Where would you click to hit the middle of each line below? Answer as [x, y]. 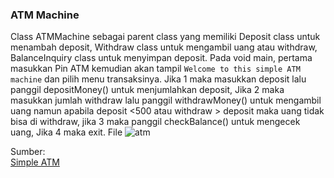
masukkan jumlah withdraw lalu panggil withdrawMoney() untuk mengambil [166, 100]
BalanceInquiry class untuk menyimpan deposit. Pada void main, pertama [161, 58]
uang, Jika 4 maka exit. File [66, 132]
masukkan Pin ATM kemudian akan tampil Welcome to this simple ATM [155, 69]
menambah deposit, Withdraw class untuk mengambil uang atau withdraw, [164, 47]
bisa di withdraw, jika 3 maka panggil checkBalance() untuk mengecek [155, 122]
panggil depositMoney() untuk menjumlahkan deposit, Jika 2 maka [147, 90]
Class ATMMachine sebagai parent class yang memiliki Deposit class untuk [165, 37]
